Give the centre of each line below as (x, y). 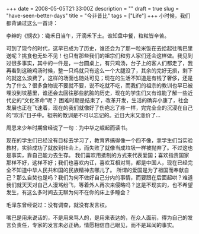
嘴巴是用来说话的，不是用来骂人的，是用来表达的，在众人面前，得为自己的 (97, 217)
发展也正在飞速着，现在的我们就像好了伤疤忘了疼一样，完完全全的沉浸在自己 (99, 107)
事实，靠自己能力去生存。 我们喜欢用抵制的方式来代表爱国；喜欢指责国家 (100, 155)
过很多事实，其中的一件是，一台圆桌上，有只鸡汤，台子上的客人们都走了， (97, 63)
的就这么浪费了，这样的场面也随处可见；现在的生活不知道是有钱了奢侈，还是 (99, 78)
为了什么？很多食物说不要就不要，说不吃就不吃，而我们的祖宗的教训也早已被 (99, 85)
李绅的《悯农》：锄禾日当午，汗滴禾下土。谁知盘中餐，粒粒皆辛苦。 (88, 36)
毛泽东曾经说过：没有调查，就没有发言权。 (58, 205)
